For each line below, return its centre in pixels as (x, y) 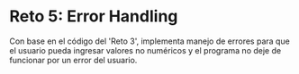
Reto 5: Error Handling (94, 16)
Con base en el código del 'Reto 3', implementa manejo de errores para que (149, 41)
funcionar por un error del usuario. (73, 60)
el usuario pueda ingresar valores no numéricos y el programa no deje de (145, 50)
